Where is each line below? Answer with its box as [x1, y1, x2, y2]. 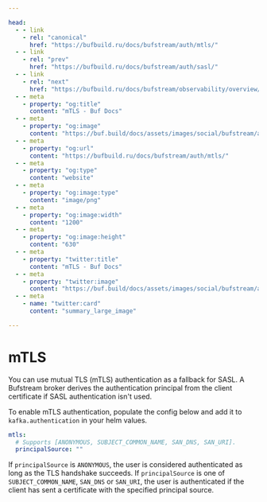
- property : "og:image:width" [22, 211, 123, 219]
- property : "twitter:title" [22, 255, 119, 263]
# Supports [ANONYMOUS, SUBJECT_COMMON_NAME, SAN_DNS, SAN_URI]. [15, 438, 237, 446]
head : [8, 18, 26, 26]
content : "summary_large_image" [29, 307, 137, 315]
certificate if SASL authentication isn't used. [8, 391, 153, 401]
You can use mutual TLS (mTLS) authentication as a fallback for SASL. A [8, 375, 245, 384]
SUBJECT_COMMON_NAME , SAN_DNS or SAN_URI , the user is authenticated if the [8, 477, 245, 486]
